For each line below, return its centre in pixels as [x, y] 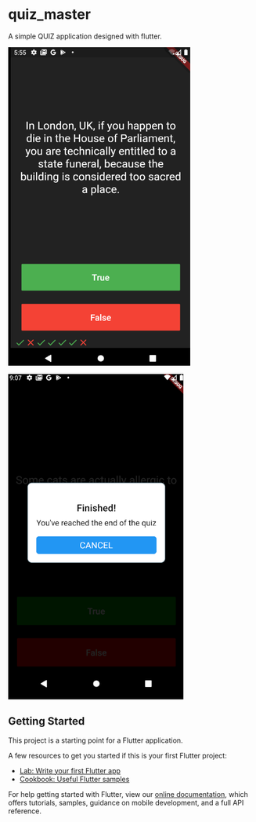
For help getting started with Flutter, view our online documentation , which [128, 794]
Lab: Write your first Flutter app [70, 770]
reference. [25, 811]
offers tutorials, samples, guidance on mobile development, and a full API [126, 802]
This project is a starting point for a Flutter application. [96, 740]
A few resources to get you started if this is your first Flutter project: [117, 755]
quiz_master [50, 15]
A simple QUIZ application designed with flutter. [85, 36]
